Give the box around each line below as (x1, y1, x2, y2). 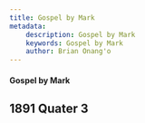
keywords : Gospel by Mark (25, 38, 124, 48)
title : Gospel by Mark (9, 13, 95, 23)
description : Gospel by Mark (25, 30, 136, 39)
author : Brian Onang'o (25, 47, 111, 56)
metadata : (9, 22, 47, 31)
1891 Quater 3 (9, 101, 89, 117)
